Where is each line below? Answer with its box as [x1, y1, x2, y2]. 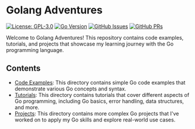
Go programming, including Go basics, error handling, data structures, [14, 97, 184, 104]
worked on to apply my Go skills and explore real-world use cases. [14, 116, 176, 123]
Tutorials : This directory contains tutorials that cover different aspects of [14, 91, 190, 98]
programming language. [6, 46, 64, 53]
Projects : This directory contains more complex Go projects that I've [14, 110, 179, 117]
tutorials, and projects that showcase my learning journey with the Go [6, 40, 174, 47]
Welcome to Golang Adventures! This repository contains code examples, [6, 34, 184, 41]
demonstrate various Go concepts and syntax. [14, 85, 126, 92]
